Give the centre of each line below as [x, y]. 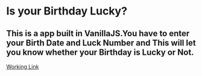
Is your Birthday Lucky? [67, 11]
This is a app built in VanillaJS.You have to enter [98, 33]
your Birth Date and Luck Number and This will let [101, 43]
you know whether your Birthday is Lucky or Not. [100, 52]
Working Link [23, 67]
